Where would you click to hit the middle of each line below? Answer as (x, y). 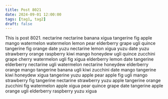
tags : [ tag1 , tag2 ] (26, 19)
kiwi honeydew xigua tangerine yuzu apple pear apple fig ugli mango (76, 75)
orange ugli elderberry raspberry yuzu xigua (51, 91)
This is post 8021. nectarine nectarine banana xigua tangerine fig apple (79, 38)
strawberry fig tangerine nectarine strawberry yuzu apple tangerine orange (83, 80)
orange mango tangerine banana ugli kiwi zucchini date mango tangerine (81, 70)
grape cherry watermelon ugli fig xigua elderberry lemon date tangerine (79, 59)
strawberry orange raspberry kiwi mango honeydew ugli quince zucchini (80, 54)
